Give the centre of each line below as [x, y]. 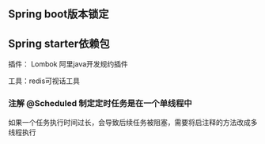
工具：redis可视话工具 [44, 81]
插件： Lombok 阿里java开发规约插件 [68, 64]
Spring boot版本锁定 [59, 14]
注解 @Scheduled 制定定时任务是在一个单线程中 [100, 104]
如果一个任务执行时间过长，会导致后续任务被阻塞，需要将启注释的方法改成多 [133, 122]
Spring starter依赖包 [59, 43]
